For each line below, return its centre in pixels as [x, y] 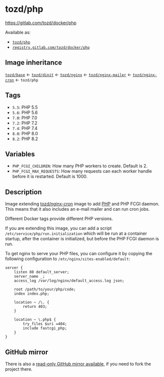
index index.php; [32, 294]
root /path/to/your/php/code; [45, 290]
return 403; [35, 307]
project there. [19, 369]
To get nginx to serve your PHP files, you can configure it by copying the [79, 254]
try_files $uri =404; [45, 324]
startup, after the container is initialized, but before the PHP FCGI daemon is [82, 239]
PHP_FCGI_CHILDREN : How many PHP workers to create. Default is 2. [80, 166]
